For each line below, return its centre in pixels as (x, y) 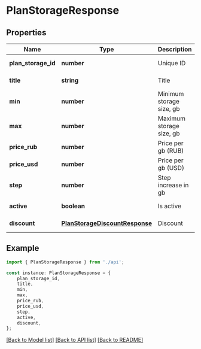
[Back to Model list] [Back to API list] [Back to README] (75, 340)
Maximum (172, 119)
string (70, 80)
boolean (73, 206)
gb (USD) (171, 168)
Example (23, 248)
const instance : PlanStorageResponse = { (59, 273)
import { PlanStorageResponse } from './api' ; (65, 262)
